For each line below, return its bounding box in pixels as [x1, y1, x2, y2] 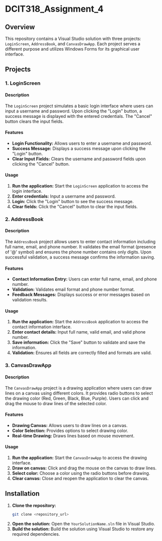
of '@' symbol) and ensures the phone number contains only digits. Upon [5, 249, 152, 255]
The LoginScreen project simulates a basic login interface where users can [5, 103, 154, 109]
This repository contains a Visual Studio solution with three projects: [5, 36, 142, 41]
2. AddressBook [5, 216, 44, 223]
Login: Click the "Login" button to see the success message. [12, 198, 134, 204]
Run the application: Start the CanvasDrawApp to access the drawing [12, 454, 147, 461]
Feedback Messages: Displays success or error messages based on [12, 292, 150, 298]
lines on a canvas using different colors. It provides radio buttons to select [5, 390, 153, 396]
